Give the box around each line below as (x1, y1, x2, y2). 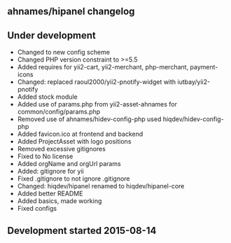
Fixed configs (17, 204, 57, 213)
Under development (7, 29, 97, 41)
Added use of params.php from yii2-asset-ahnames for (17, 100, 177, 109)
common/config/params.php (17, 108, 101, 116)
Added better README (17, 189, 83, 198)
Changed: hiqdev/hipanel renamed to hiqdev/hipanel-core (17, 182, 185, 190)
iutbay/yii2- (177, 78, 211, 86)
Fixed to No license (17, 152, 73, 160)
